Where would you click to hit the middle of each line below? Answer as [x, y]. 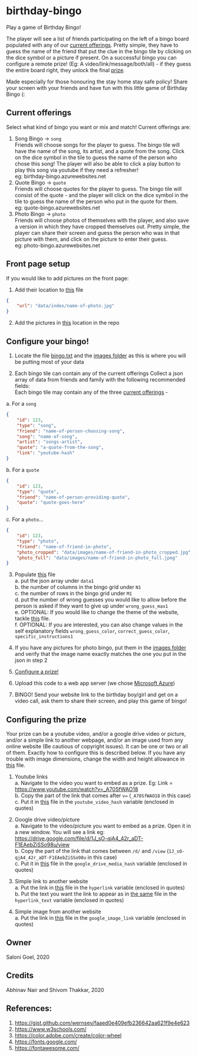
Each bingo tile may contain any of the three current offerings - [91, 392]
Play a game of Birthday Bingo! [44, 27]
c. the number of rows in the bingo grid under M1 [73, 593]
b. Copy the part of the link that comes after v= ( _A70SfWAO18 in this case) [103, 796]
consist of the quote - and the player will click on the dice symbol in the [101, 195]
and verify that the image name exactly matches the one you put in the [100, 654]
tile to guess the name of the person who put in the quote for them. [96, 201]
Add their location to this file [49, 290]
